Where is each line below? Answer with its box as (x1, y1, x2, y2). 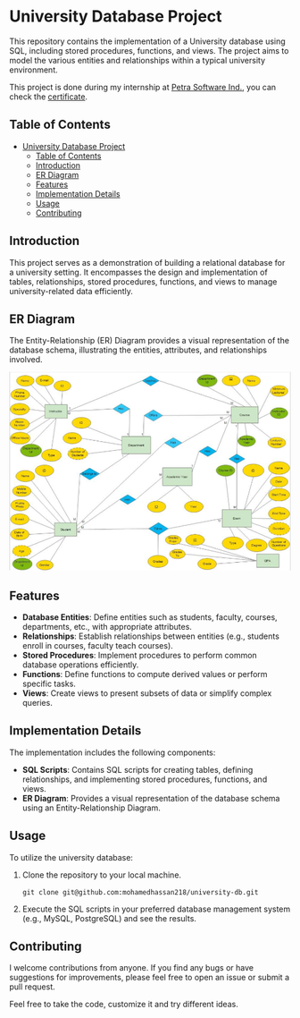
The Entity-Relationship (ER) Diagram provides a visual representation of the (9, 335, 290, 346)
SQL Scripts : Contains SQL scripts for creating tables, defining (21, 764, 254, 775)
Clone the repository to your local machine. (21, 870, 181, 880)
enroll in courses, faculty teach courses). (21, 640, 174, 651)
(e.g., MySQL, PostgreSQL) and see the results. (21, 912, 196, 923)
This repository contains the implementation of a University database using (9, 36, 286, 47)
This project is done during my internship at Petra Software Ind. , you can (9, 81, 277, 92)
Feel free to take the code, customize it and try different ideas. (9, 999, 238, 1010)
